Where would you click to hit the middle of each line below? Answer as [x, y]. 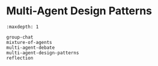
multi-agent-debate [31, 48]
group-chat [20, 37]
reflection [20, 58]
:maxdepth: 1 [23, 27]
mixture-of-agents [29, 42]
